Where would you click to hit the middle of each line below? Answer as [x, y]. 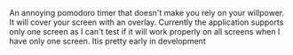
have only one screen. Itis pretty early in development [107, 41]
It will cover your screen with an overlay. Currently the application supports [146, 22]
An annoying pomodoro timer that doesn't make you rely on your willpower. [147, 13]
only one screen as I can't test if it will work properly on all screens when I [145, 31]
